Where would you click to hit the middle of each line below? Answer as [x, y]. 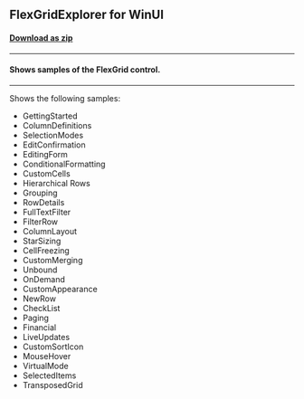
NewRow [39, 299]
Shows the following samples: [65, 98]
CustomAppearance [60, 289]
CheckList [41, 308]
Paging [36, 318]
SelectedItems [49, 375]
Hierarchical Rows [56, 183]
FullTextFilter [47, 212]
